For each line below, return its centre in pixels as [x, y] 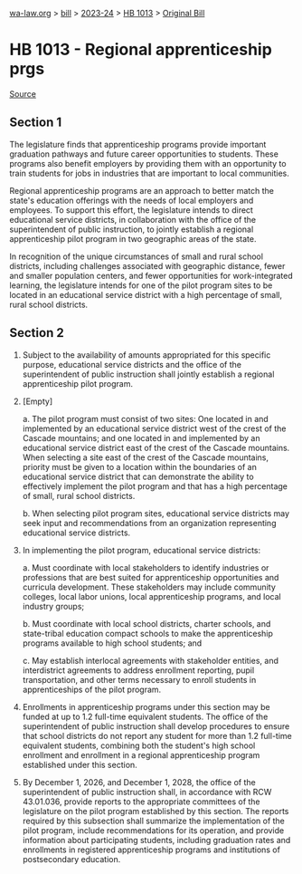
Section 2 [37, 333]
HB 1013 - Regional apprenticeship [141, 50]
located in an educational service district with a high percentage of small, [146, 294]
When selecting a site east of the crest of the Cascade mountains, [146, 457]
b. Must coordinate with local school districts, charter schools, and [146, 623]
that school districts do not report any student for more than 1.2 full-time [157, 735]
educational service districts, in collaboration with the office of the [132, 219]
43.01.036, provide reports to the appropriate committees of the [141, 802]
